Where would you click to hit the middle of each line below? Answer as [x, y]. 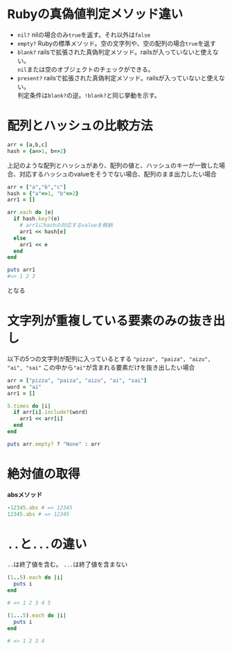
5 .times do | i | [29, 406]
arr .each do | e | [30, 213]
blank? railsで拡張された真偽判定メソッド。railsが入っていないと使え [115, 52]
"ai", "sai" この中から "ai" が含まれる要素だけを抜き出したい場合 [101, 367]
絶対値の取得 [44, 474]
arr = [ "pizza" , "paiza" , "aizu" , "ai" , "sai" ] [77, 380]
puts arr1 [21, 270]
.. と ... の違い [47, 544]
